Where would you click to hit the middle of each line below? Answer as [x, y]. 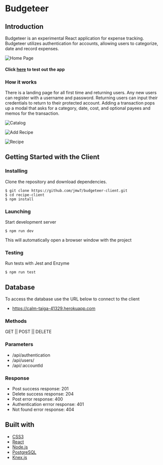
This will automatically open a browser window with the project [68, 240]
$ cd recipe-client [25, 195]
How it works [21, 82]
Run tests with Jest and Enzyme [37, 263]
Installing [16, 171]
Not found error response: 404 [43, 409]
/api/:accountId [27, 365]
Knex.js [20, 457]
